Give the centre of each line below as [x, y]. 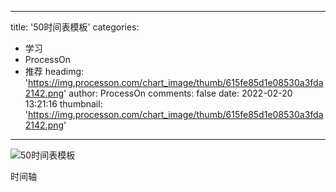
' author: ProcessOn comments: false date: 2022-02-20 [178, 93]
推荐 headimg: [54, 71]
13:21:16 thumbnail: [63, 104]
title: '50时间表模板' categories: [75, 27]
